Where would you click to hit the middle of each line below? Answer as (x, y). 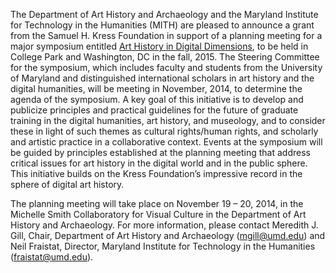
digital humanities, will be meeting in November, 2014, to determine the (156, 88)
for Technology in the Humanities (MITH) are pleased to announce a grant (162, 25)
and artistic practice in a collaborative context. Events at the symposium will (166, 142)
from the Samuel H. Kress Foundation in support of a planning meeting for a (166, 35)
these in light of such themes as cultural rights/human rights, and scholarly (164, 131)
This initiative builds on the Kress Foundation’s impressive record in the (156, 173)
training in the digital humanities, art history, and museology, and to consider (168, 120)
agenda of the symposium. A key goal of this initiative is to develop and (157, 99)
